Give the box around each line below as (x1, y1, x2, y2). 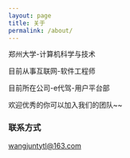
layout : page (8, 11, 52, 20)
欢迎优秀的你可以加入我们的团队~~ (8, 101, 123, 110)
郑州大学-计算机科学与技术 (8, 49, 96, 59)
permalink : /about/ (8, 26, 73, 34)
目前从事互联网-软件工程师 (8, 66, 96, 76)
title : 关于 (8, 19, 45, 27)
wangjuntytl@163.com (8, 140, 81, 150)
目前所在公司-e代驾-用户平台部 (8, 83, 110, 93)
